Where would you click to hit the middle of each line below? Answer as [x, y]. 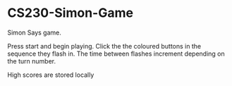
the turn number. [32, 61]
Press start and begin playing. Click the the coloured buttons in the [104, 46]
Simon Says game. [34, 32]
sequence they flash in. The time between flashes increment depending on [116, 54]
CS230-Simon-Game [71, 13]
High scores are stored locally [51, 75]
